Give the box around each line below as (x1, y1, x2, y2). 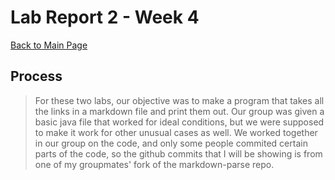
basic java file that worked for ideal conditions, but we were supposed (34, 116, 325, 128)
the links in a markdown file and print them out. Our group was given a (34, 105, 325, 117)
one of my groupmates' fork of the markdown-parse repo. (34, 158, 275, 170)
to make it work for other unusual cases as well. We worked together (34, 126, 318, 138)
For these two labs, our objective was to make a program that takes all (34, 94, 325, 106)
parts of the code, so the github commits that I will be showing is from (34, 147, 323, 160)
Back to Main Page (10, 39, 88, 51)
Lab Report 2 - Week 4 (10, 6, 200, 29)
